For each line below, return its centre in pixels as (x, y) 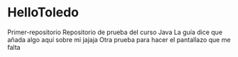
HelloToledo (43, 12)
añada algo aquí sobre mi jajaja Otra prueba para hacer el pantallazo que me (119, 39)
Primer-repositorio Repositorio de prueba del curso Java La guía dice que (115, 32)
